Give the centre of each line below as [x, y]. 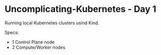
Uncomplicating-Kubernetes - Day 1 [80, 9]
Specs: [12, 32]
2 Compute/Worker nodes [39, 47]
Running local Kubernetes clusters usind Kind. [52, 23]
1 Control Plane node [33, 42]
